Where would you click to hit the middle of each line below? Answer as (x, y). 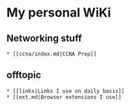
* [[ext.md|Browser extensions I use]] (64, 97)
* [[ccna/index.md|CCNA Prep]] (52, 54)
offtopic (24, 75)
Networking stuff (44, 38)
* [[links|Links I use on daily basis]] (66, 91)
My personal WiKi (59, 13)
